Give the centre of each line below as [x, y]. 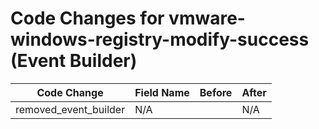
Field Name [162, 92]
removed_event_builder [70, 109]
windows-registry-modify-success [160, 39]
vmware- [207, 18]
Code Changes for [87, 18]
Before [216, 92]
